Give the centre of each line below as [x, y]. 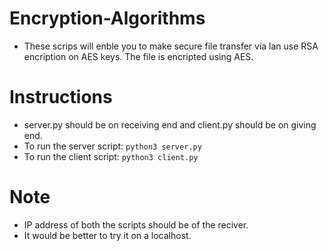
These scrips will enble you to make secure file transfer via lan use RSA [171, 46]
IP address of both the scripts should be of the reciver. [136, 224]
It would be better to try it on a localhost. [107, 235]
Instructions [61, 97]
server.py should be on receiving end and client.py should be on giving [170, 124]
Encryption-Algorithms [107, 18]
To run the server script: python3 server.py [112, 146]
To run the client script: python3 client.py [111, 156]
